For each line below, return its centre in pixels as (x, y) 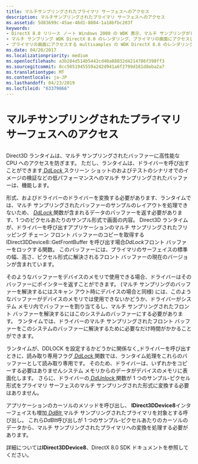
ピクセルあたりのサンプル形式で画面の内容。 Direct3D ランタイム (109, 220)
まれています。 (39, 264)
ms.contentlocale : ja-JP (37, 77)
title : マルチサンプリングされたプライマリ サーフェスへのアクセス (78, 12)
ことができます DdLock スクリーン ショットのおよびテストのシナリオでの (95, 171)
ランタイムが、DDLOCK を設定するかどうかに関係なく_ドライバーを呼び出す (99, 349)
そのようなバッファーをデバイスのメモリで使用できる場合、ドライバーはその (99, 277)
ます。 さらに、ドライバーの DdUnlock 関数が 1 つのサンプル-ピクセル (106, 378)
